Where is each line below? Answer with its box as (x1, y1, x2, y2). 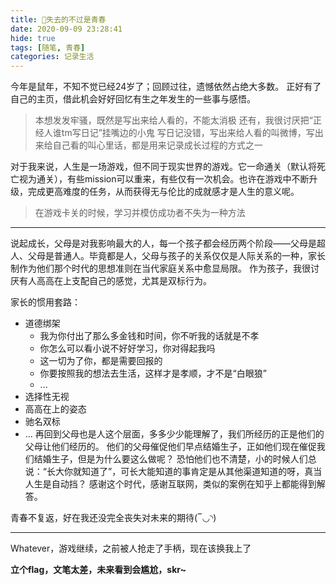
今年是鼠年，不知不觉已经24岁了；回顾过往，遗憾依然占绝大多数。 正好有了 (10, 81, 322, 93)
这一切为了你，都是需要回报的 (39, 355, 163, 367)
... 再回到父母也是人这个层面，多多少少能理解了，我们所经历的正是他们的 (24, 428, 325, 440)
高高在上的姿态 (24, 403, 87, 415)
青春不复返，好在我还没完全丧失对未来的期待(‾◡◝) (10, 512, 217, 524)
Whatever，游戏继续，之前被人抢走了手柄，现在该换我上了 (10, 542, 252, 555)
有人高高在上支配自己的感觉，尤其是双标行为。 (18, 275, 212, 287)
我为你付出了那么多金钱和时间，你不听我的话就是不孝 (39, 330, 260, 342)
